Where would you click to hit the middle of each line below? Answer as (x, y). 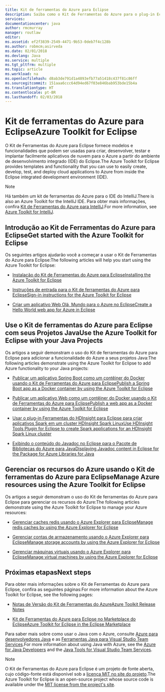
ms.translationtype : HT (29, 88)
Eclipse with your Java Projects (54, 341)
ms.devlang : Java (23, 56)
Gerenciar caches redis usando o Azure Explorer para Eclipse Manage (82, 522)
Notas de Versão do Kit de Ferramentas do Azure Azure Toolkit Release (84, 604)
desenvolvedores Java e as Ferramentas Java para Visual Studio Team (77, 639)
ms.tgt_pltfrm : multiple (30, 65)
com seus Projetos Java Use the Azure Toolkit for (81, 333)
